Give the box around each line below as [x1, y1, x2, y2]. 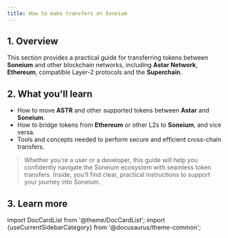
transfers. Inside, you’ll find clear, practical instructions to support [23, 171, 211, 179]
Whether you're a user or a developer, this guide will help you [23, 156, 198, 165]
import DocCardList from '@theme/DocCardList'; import [7, 216, 166, 224]
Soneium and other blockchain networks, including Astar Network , [7, 61, 198, 69]
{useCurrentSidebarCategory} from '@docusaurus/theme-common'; [7, 224, 201, 232]
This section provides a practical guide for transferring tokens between [7, 53, 208, 62]
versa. [16, 128, 36, 136]
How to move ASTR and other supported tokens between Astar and [16, 106, 209, 115]
